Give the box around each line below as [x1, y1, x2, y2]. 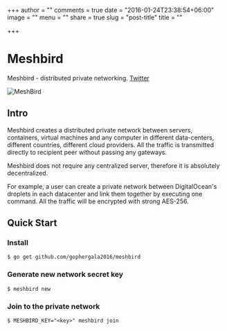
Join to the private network [7, 301, 100, 311]
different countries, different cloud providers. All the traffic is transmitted [7, 140, 215, 148]
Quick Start [7, 217, 57, 229]
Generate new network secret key [7, 270, 123, 280]
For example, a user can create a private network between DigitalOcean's [7, 182, 217, 190]
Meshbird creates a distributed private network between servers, [7, 126, 192, 134]
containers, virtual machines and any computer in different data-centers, [7, 133, 215, 142]
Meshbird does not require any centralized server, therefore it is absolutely [7, 161, 220, 169]
